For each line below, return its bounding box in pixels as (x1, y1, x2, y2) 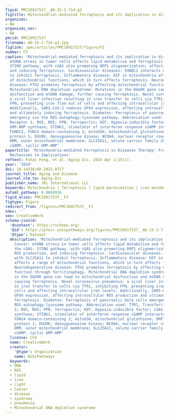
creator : (10, 344, 28, 350)
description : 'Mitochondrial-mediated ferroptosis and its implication (10, 237, 163, 242)
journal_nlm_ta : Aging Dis (5, 176, 62, 181)
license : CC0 (10, 335, 37, 340)
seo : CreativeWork (5, 214, 44, 219)
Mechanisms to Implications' (10, 153, 71, 158)
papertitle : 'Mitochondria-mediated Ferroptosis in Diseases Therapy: (5, 148, 156, 153)
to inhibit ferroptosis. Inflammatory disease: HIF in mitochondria (10, 73, 156, 78)
